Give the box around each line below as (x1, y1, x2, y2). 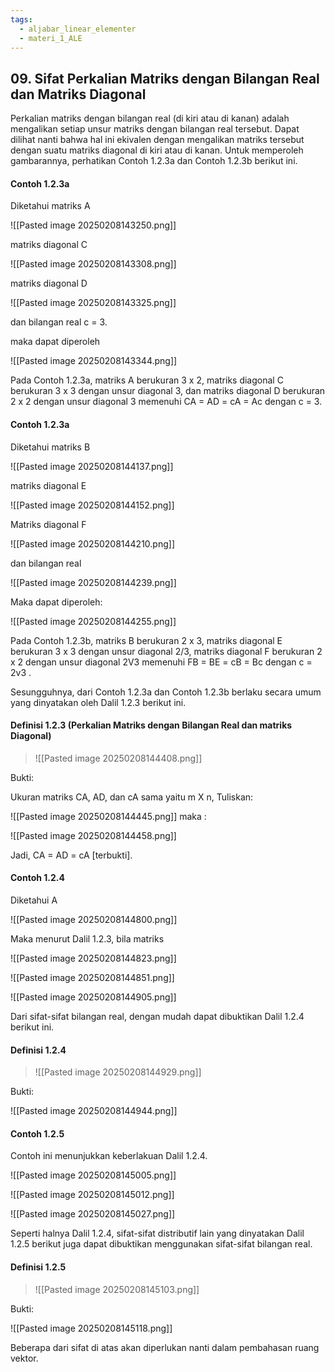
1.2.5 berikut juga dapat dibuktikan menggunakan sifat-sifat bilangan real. (10, 1238, 313, 1250)
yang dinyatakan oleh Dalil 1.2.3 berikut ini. (10, 696, 187, 708)
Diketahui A (10, 894, 58, 906)
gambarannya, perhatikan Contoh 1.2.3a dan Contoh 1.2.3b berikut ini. (10, 155, 298, 167)
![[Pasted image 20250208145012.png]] (10, 1189, 175, 1201)
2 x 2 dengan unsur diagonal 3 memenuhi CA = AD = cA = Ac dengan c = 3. (10, 396, 323, 408)
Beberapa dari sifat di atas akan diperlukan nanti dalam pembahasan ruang (10, 1341, 320, 1353)
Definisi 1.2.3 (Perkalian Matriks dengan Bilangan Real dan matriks (10, 719, 293, 731)
